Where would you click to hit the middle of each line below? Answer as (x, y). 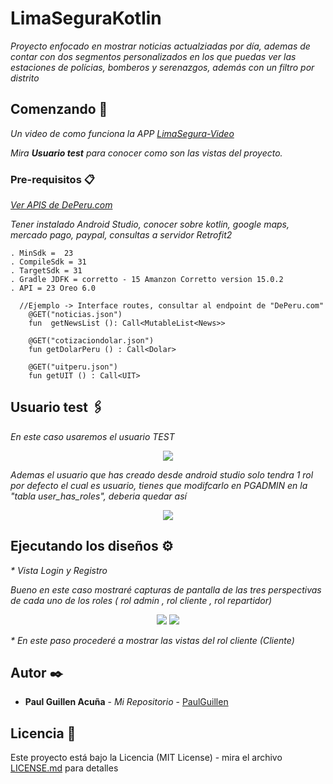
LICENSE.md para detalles (64, 768)
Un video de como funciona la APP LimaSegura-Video (122, 133)
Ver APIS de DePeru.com (61, 205)
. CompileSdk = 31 (48, 262)
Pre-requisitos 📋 (52, 179)
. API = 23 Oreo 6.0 (53, 288)
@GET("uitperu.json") (73, 367)
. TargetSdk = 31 (46, 271)
